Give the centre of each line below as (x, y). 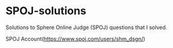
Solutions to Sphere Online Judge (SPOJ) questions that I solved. (86, 27)
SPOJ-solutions (46, 11)
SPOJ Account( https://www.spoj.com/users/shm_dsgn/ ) (76, 39)
